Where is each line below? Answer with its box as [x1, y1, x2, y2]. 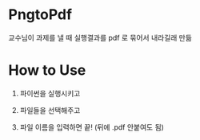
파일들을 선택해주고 [19, 105, 81, 115]
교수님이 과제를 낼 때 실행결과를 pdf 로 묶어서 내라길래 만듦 [8, 33, 192, 42]
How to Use [8, 61, 86, 80]
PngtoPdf [8, 6, 73, 24]
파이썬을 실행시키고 [19, 88, 81, 98]
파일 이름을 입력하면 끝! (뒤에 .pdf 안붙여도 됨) [19, 122, 164, 132]
